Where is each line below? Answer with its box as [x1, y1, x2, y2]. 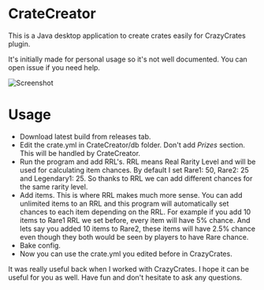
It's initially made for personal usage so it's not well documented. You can [8, 54, 248, 64]
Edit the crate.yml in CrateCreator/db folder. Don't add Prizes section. [19, 139, 246, 150]
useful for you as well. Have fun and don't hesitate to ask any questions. [8, 273, 243, 282]
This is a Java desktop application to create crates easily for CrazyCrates [8, 31, 246, 40]
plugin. [8, 39, 31, 48]
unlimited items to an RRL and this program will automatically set [19, 199, 229, 208]
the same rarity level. [19, 182, 88, 191]
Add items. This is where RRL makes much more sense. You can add [19, 190, 243, 199]
